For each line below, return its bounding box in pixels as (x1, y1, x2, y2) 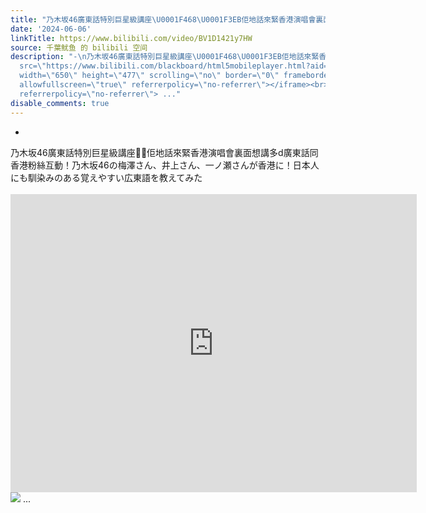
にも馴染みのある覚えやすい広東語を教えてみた (10, 171, 203, 183)
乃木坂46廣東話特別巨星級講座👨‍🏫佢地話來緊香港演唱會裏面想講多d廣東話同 (10, 146, 319, 158)
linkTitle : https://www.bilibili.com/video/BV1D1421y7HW (10, 33, 253, 43)
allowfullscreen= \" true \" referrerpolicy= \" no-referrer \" (19, 80, 267, 90)
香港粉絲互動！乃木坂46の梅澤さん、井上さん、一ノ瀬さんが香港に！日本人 (10, 159, 320, 171)
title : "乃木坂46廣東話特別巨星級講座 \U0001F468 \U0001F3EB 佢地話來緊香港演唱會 (10, 14, 317, 25)
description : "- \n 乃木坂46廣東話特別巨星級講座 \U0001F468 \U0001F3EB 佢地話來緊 (10, 52, 320, 62)
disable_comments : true (10, 98, 110, 108)
